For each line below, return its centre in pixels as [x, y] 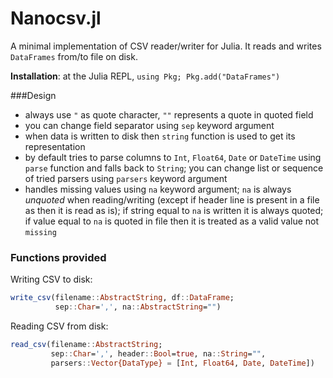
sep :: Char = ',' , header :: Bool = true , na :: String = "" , [158, 353]
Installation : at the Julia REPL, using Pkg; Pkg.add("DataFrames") [145, 76]
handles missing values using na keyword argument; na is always [158, 189]
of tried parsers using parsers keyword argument [126, 178]
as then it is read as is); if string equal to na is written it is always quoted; [174, 210]
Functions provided [58, 257]
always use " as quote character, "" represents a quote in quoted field [169, 114]
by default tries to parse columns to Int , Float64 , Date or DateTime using [173, 157]
